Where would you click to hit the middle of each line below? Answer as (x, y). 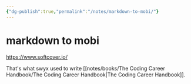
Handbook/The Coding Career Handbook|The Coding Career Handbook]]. (96, 75)
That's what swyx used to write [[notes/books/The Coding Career (86, 68)
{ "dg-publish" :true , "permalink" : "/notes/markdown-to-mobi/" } (83, 11)
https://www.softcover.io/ (37, 57)
